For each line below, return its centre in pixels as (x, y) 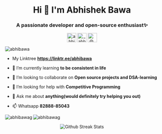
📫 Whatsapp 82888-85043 (41, 106)
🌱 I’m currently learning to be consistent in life (59, 68)
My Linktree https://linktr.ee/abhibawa (52, 58)
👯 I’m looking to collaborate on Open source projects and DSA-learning (84, 77)
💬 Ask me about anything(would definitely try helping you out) (76, 96)
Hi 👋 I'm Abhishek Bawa (82, 10)
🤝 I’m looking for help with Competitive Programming (66, 87)
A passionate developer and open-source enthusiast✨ (82, 25)
